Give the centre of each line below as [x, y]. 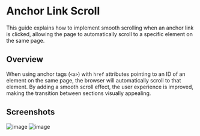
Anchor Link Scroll [53, 11]
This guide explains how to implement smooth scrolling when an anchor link [100, 28]
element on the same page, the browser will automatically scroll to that [94, 80]
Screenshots [31, 112]
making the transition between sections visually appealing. [79, 93]
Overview [25, 59]
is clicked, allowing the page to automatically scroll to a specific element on [100, 34]
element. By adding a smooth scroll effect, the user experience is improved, [100, 87]
